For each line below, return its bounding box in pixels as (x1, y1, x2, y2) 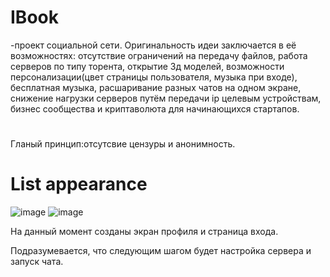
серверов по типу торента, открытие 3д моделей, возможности (10, 60, 285, 72)
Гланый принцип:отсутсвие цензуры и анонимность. (10, 138, 236, 150)
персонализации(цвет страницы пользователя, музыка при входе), (10, 71, 298, 83)
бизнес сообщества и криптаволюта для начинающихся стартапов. (10, 102, 300, 115)
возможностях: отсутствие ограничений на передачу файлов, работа (10, 49, 308, 61)
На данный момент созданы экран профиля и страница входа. (10, 226, 279, 238)
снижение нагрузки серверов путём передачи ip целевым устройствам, (10, 92, 322, 104)
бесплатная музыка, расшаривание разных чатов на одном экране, (10, 81, 302, 93)
